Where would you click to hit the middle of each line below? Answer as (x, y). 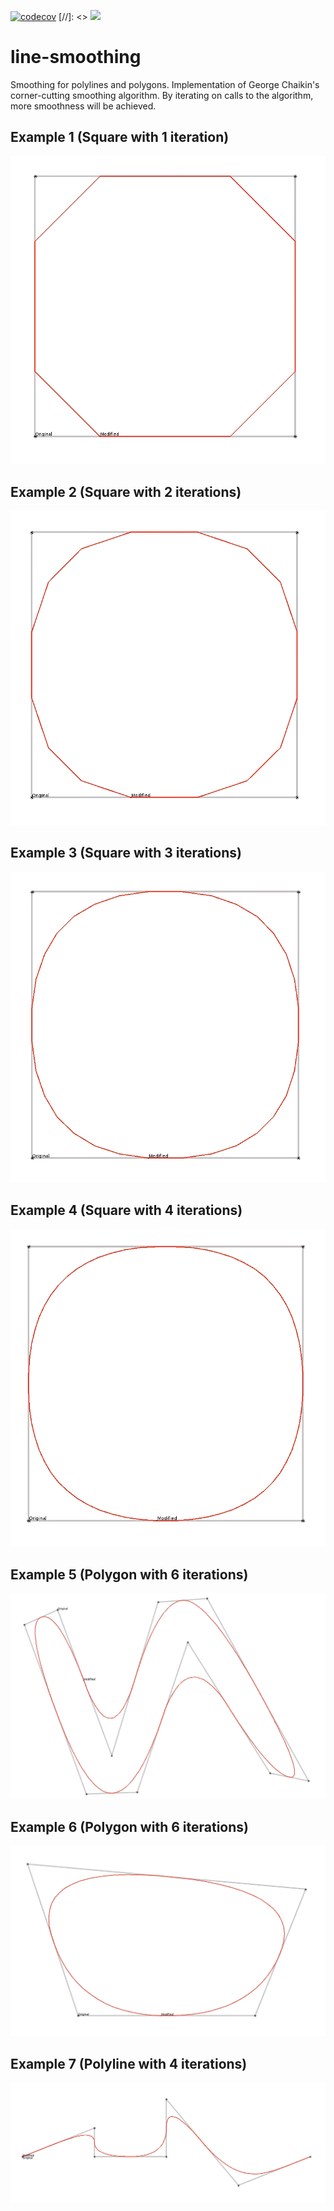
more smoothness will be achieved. (83, 106)
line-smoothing (76, 57)
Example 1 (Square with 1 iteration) (120, 137)
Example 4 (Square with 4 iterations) (126, 1210)
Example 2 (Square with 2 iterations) (126, 492)
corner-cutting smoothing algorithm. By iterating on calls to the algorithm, (162, 95)
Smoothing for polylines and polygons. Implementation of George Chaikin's (165, 84)
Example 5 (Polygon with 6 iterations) (129, 1574)
